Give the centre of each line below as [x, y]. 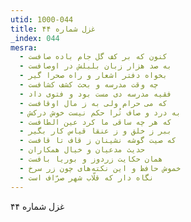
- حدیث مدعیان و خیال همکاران [82, 150]
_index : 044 [35, 38]
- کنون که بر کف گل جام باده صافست [93, 57]
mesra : [24, 47]
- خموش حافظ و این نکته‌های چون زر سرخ [100, 168]
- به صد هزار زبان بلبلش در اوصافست [95, 66]
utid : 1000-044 [42, 19]
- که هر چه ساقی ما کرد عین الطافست [95, 122]
